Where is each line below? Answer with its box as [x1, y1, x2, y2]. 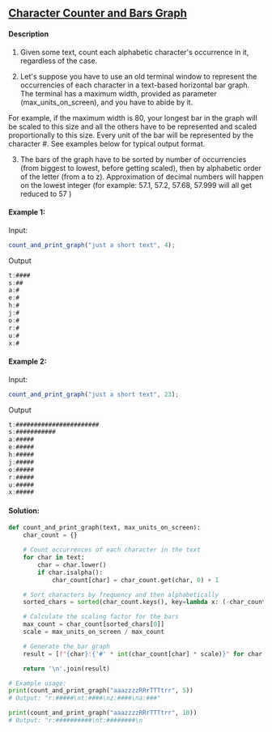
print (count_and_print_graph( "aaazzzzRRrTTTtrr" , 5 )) [8, 687, 194, 695]
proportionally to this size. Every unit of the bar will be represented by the [8, 130, 253, 140]
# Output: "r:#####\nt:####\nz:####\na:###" [8, 694, 161, 703]
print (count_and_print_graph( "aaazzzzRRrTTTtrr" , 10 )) [8, 709, 198, 717]
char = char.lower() [37, 560, 107, 569]
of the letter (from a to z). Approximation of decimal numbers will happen [19, 172, 264, 181]
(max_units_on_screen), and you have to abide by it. [19, 97, 193, 107]
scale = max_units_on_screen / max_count [23, 628, 164, 636]
